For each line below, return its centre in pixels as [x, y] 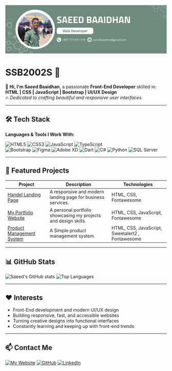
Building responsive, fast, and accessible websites [66, 316]
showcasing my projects [75, 215]
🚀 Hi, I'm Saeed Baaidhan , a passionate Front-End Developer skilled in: [81, 87]
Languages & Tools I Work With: [40, 134]
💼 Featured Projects [37, 171]
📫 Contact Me [29, 348]
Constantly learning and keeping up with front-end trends [73, 326]
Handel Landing [24, 194]
